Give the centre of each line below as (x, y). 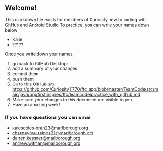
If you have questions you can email (48, 117)
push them (23, 79)
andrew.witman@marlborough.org (46, 143)
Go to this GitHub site (33, 84)
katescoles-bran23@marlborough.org (50, 128)
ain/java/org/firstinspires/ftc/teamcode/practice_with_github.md (76, 94)
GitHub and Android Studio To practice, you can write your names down (77, 25)
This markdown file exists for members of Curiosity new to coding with (76, 19)
